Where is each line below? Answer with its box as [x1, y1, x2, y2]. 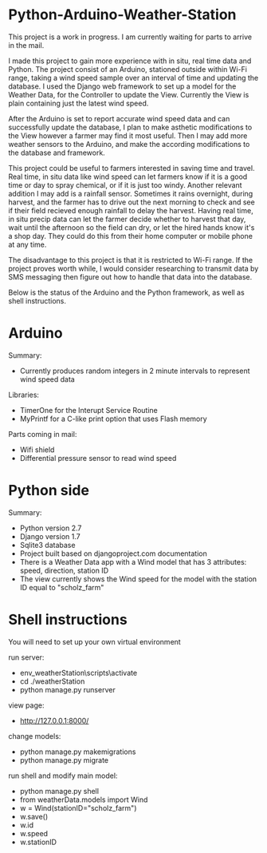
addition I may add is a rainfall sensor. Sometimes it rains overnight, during [8, 188, 253, 198]
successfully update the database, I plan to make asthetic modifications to [8, 122, 253, 132]
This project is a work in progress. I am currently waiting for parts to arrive [8, 32, 253, 42]
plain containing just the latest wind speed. [8, 98, 149, 108]
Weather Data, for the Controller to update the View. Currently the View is [8, 89, 249, 99]
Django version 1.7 [19, 531, 81, 541]
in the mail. [8, 40, 45, 50]
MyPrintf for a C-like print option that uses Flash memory [19, 414, 207, 423]
